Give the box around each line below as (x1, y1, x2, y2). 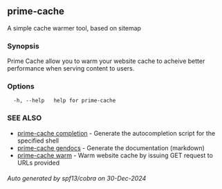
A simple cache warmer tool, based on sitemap (7, 24, 142, 32)
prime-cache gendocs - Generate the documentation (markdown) (17, 143, 205, 152)
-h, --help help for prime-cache (13, 97, 116, 105)
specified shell (17, 136, 59, 145)
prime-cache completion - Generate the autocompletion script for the (17, 129, 216, 137)
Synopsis (7, 41, 39, 51)
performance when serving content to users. (7, 64, 135, 73)
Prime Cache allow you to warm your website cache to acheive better (7, 57, 205, 65)
